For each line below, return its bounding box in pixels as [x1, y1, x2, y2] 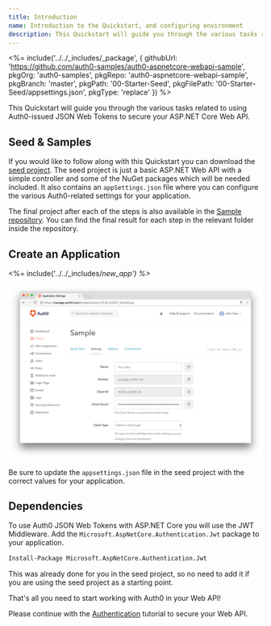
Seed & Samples [8, 135, 92, 149]
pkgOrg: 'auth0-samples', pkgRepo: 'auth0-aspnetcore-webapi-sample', [8, 70, 248, 80]
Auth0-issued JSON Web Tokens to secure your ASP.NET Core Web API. [8, 111, 250, 121]
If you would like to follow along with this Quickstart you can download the [8, 157, 256, 166]
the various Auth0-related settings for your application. [8, 191, 191, 201]
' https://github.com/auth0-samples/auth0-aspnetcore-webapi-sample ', [8, 61, 246, 72]
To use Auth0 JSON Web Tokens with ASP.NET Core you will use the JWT [8, 521, 254, 531]
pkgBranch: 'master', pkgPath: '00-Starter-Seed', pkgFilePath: [8, 79, 215, 89]
